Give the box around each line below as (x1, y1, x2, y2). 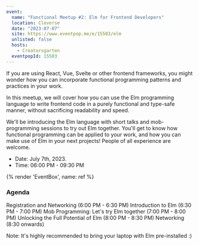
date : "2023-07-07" (11, 25, 60, 32)
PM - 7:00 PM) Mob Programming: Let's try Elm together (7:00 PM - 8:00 (6, 207, 186, 215)
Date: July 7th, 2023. (14, 155, 67, 162)
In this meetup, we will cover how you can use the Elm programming (6, 94, 174, 101)
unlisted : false (11, 36, 52, 42)
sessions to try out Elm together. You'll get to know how (41, 124, 178, 131)
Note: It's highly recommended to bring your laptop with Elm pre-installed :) (6, 232, 192, 239)
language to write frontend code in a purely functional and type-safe (6, 100, 175, 108)
